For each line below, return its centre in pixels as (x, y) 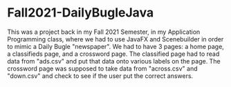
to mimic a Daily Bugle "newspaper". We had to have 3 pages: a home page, (116, 46)
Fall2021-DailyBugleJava (81, 13)
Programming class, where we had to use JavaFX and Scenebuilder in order (115, 39)
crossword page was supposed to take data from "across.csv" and (103, 68)
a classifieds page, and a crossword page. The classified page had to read (113, 54)
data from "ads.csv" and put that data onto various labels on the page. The (114, 61)
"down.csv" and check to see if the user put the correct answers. (100, 76)
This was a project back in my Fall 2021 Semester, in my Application (104, 32)
